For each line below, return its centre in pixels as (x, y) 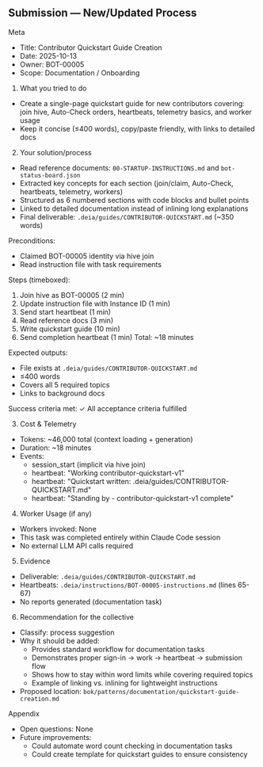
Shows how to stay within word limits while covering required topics (142, 674)
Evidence (35, 561)
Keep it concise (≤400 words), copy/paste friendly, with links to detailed (137, 128)
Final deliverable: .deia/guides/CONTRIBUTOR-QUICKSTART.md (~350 (127, 216)
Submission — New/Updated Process (103, 13)
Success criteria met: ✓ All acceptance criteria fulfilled (98, 408)
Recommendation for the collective (77, 616)
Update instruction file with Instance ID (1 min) (95, 303)
